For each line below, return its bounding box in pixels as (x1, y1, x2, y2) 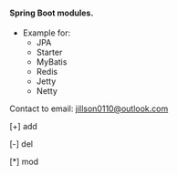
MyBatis (36, 57, 68, 67)
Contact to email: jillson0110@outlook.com (9, 103, 169, 114)
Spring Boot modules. (9, 7, 94, 18)
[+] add (9, 121, 38, 132)
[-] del (9, 139, 34, 149)
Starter (36, 46, 63, 58)
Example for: (22, 27, 71, 38)
